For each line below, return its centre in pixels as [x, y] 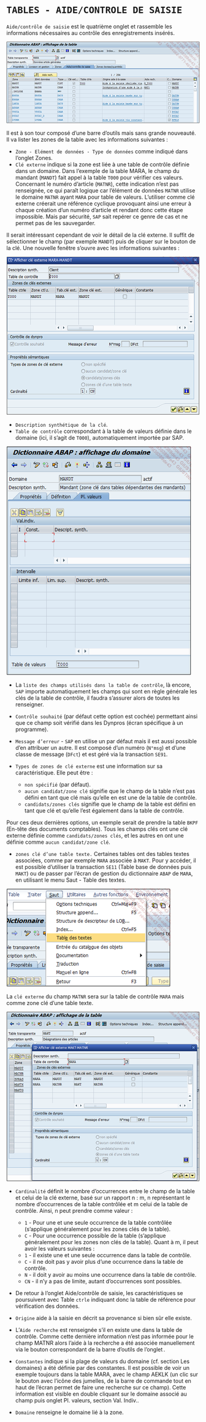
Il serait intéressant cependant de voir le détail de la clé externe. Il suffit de [101, 235]
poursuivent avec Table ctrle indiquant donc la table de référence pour [105, 1299]
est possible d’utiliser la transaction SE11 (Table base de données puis [103, 867]
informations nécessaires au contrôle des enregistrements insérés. [90, 32]
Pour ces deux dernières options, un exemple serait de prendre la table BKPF [102, 823]
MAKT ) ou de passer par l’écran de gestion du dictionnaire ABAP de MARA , [104, 874]
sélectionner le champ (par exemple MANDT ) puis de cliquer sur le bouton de [101, 242]
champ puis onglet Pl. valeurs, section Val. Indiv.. [77, 1400]
